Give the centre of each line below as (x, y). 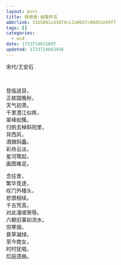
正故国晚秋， (21, 97)
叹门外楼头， (21, 190)
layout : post (22, 11)
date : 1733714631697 (31, 44)
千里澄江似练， (24, 112)
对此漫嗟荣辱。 (24, 212)
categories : (20, 33)
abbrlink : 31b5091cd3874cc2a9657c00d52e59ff (61, 22)
